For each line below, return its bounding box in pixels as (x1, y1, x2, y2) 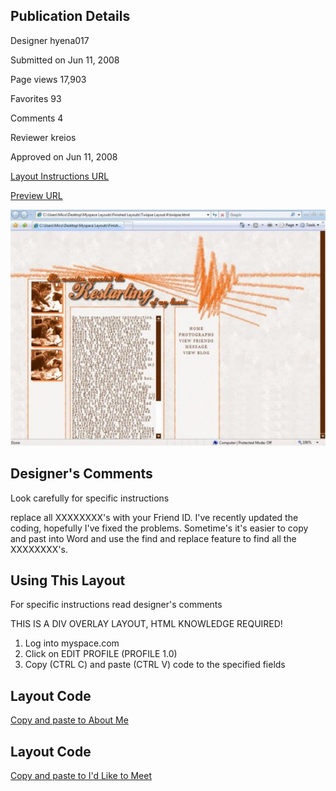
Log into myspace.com (24, 637, 120, 649)
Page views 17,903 (10, 73, 87, 85)
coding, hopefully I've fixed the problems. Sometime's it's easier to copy (10, 522, 309, 534)
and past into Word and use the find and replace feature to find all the (10, 532, 297, 544)
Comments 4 (10, 112, 64, 124)
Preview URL (10, 189, 63, 201)
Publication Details (10, 8, 131, 25)
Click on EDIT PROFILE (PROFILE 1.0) (24, 648, 178, 660)
